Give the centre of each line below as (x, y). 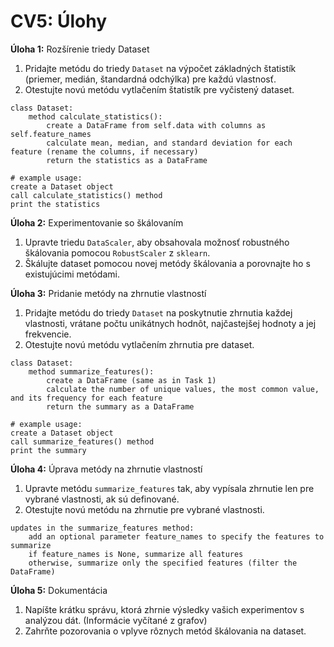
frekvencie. (48, 334)
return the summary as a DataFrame (120, 406)
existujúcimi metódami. (72, 274)
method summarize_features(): (91, 371)
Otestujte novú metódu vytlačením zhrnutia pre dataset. (139, 344)
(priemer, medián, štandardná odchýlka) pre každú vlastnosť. (150, 79)
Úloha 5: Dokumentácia (59, 590)
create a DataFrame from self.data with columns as (156, 125)
